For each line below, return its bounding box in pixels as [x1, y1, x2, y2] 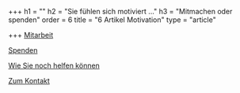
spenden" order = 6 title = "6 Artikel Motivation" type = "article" [8, 15, 216, 24]
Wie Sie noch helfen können [8, 61, 101, 70]
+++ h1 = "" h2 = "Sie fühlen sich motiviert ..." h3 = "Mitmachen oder [8, 7, 233, 16]
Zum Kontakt [8, 76, 50, 85]
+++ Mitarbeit [8, 31, 54, 39]
